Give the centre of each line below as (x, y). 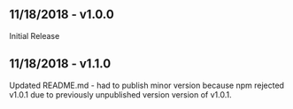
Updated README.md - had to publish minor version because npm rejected (147, 85)
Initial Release (35, 35)
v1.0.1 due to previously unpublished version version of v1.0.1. (120, 94)
